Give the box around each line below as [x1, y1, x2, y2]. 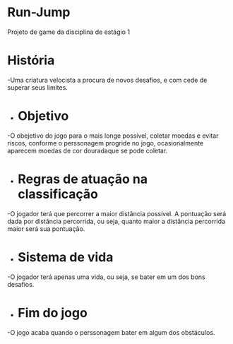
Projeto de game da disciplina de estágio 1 [7, 28, 131, 36]
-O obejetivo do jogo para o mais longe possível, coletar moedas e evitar [7, 131, 219, 140]
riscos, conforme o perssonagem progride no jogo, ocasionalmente [7, 138, 204, 147]
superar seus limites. [7, 83, 68, 92]
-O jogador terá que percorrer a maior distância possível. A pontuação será [7, 209, 227, 218]
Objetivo [17, 108, 69, 124]
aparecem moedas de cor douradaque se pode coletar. [7, 146, 168, 155]
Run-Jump [7, 4, 71, 20]
